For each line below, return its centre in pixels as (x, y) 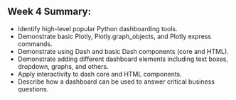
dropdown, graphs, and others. (63, 66)
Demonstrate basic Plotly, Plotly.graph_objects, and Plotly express (114, 36)
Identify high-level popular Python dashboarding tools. (97, 28)
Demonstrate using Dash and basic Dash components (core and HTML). (123, 51)
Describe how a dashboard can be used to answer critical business (116, 82)
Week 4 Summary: (49, 12)
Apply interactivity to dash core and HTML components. (100, 74)
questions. (33, 89)
